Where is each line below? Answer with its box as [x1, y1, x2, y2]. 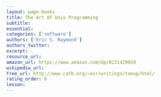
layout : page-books [6, 8, 55, 15]
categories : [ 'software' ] [6, 31, 71, 37]
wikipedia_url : [6, 64, 45, 71]
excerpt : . [6, 48, 34, 54]
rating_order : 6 [6, 76, 47, 82]
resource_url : [6, 54, 42, 60]
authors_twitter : [6, 43, 50, 49]
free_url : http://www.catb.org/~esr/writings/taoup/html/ [6, 70, 155, 77]
